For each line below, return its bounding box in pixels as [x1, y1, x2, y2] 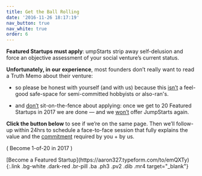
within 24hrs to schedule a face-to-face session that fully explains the [14, 127, 188, 134]
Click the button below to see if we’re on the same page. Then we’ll [6, 120, 175, 127]
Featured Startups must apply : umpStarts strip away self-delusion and [6, 48, 183, 55]
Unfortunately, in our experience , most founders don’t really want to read [6, 66, 195, 73]
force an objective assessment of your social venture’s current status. [6, 54, 180, 61]
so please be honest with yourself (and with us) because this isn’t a [14, 84, 183, 91]
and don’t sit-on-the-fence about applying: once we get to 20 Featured [14, 102, 192, 109]
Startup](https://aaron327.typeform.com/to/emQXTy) [58, 156, 190, 163]
